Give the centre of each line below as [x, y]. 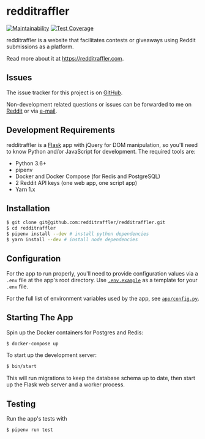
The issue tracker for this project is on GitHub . [65, 92]
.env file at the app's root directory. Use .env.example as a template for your [102, 280]
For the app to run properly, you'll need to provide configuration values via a [102, 273]
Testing [21, 404]
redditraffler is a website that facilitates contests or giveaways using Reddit [101, 40]
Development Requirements [61, 130]
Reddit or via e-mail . [32, 111]
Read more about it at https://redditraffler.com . [65, 58]
